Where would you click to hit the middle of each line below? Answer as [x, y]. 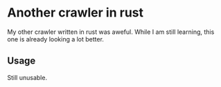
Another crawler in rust [76, 13]
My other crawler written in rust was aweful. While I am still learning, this [111, 32]
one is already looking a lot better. [55, 39]
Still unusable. [27, 77]
